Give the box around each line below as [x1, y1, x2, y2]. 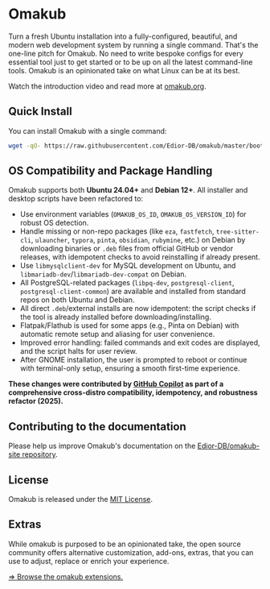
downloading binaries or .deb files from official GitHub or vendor [19, 243, 234, 254]
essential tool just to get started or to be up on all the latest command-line [8, 57, 253, 67]
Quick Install [8, 105, 72, 118]
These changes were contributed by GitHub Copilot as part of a [8, 380, 224, 389]
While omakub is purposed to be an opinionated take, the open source [8, 539, 241, 549]
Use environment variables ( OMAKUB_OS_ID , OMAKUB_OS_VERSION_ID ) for [19, 209, 247, 219]
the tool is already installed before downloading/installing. [19, 312, 211, 322]
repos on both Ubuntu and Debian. [19, 295, 135, 305]
